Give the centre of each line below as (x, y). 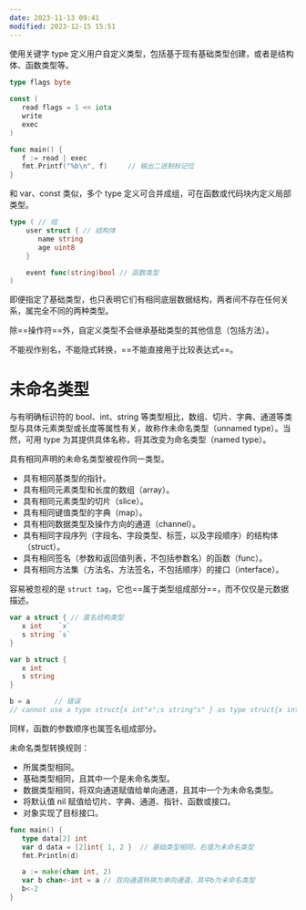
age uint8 (56, 247)
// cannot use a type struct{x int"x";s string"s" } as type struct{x (146, 710)
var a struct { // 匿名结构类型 (67, 618)
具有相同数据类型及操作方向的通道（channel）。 (112, 524)
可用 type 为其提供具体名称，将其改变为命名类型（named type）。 (148, 439)
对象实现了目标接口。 (62, 812)
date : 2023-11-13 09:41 (55, 18)
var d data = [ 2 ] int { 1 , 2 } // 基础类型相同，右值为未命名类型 (138, 847)
